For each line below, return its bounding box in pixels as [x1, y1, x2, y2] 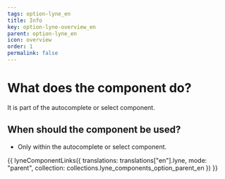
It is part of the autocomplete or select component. [7, 103, 155, 111]
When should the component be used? [7, 124, 181, 136]
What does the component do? [7, 80, 192, 96]
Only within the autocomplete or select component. [17, 142, 167, 151]
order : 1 [7, 43, 33, 50]
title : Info [7, 17, 42, 24]
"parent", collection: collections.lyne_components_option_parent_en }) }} [7, 163, 219, 172]
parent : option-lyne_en [7, 30, 78, 37]
